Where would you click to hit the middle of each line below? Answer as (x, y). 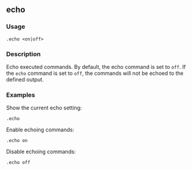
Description (23, 54)
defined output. (25, 79)
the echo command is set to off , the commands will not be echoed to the (95, 73)
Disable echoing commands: (41, 152)
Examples (21, 95)
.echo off (18, 163)
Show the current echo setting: (44, 108)
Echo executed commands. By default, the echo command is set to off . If (96, 67)
